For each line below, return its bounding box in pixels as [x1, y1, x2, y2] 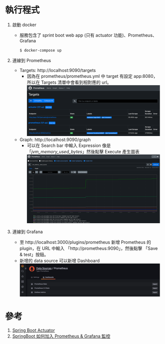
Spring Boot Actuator [12, 327, 55, 333]
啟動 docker [12, 22, 37, 28]
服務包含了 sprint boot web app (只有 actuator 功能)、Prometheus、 [19, 32, 157, 38]
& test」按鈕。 [19, 251, 49, 257]
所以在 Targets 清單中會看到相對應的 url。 [27, 79, 111, 85]
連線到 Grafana [12, 229, 43, 235]
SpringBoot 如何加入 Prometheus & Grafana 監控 [12, 333, 110, 339]
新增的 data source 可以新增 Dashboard [19, 257, 100, 264]
